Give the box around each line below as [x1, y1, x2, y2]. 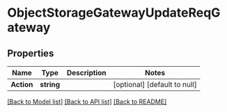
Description [66, 68, 107, 77]
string [39, 80, 61, 89]
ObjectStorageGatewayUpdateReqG [7, 5, 221, 21]
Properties [7, 47, 54, 59]
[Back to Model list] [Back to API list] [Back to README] [7, 97, 167, 106]
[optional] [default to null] [113, 80, 197, 89]
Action [10, 80, 33, 89]
